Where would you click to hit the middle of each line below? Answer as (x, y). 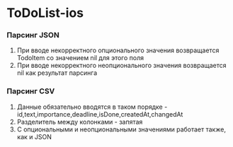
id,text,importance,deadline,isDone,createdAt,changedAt (100, 114)
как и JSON (34, 136)
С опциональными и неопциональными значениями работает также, (121, 129)
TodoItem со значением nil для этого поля (80, 58)
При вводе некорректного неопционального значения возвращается (122, 66)
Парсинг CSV (31, 91)
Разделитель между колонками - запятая (80, 122)
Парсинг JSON (33, 35)
